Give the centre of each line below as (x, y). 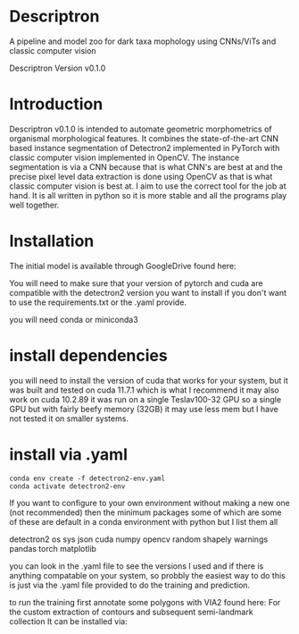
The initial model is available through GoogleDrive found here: (123, 266)
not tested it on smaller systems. (69, 418)
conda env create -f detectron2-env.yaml (87, 478)
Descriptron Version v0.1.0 (58, 68)
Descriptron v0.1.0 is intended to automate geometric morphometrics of (141, 129)
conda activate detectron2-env (67, 486)
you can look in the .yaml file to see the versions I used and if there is (137, 566)
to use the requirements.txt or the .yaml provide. (98, 302)
